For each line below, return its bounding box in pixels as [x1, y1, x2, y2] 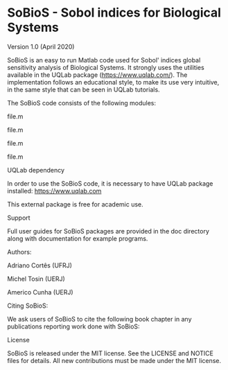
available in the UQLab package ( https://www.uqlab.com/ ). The [7, 71, 188, 79]
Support [7, 213, 30, 222]
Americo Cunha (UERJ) [7, 288, 74, 296]
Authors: [7, 247, 32, 256]
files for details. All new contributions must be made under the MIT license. [7, 356, 222, 364]
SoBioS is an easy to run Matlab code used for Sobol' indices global [7, 55, 201, 64]
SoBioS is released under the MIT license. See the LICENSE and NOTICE [7, 349, 213, 358]
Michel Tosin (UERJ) [7, 274, 66, 283]
